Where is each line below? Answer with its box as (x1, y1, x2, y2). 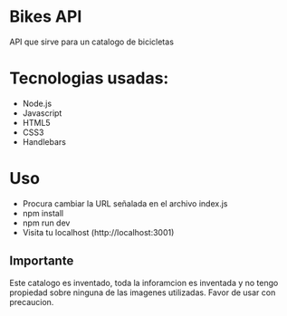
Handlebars (22, 136, 66, 147)
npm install (22, 207, 64, 218)
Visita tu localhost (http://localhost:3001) (22, 226, 175, 237)
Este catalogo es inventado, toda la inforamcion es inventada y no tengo (9, 277, 279, 288)
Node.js (22, 98, 53, 109)
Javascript (22, 107, 62, 119)
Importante (9, 254, 74, 269)
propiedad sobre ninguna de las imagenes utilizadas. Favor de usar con (9, 287, 276, 298)
